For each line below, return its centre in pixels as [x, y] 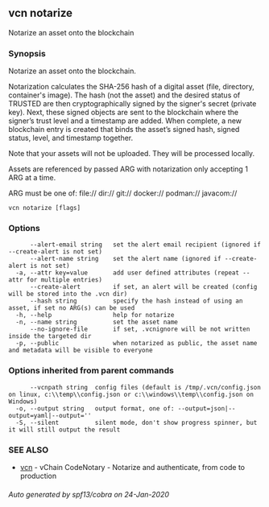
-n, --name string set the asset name [97, 322]
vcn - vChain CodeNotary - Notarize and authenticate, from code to [132, 467]
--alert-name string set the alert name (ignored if [125, 259]
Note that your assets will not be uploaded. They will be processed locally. [132, 154]
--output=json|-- [207, 408]
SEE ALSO [29, 450]
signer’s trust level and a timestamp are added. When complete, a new [125, 121]
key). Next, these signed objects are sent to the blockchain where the [124, 113]
